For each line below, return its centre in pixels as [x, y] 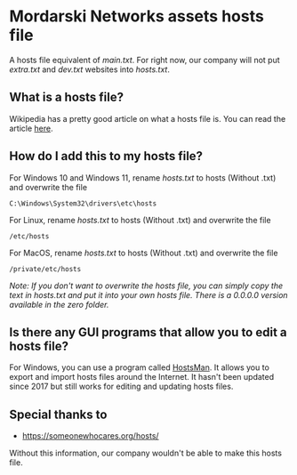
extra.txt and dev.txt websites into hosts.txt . [90, 69]
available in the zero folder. [59, 304]
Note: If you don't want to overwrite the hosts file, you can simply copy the [146, 286]
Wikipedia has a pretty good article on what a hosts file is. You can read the [148, 118]
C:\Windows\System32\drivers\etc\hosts [83, 203]
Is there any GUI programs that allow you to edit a [148, 332]
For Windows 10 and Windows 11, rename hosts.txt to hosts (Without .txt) [143, 177]
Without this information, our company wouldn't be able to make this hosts [146, 453]
